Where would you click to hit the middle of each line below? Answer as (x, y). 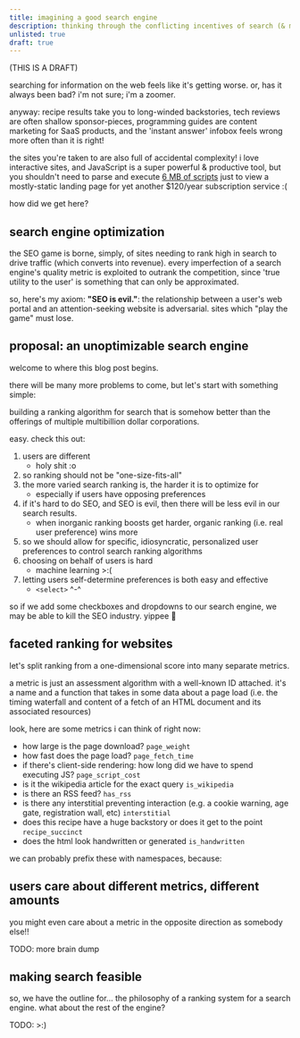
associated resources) (50, 711)
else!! (19, 932)
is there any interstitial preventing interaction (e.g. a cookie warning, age (155, 803)
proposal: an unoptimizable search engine (129, 346)
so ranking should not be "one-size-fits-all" (102, 475)
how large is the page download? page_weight (106, 746)
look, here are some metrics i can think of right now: (105, 729)
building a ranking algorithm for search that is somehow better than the (140, 411)
